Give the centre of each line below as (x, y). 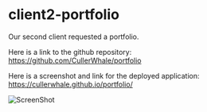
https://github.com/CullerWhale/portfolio (75, 60)
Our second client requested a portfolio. (74, 37)
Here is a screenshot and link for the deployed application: (104, 75)
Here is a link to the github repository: (70, 52)
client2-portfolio (64, 15)
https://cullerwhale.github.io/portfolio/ (70, 84)
